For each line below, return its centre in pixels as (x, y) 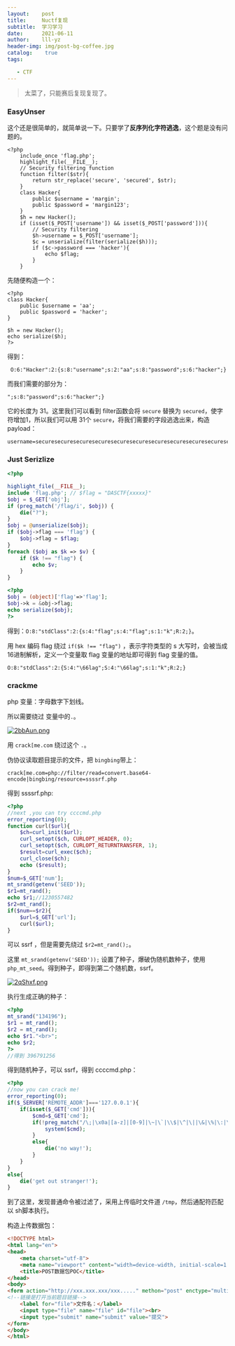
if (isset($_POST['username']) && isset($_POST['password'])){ (114, 223)
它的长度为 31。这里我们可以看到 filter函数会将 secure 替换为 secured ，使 (112, 410)
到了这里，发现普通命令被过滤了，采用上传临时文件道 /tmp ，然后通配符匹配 (115, 1202)
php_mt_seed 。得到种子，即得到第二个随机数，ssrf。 (82, 968)
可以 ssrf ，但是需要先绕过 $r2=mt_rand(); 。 (71, 945)
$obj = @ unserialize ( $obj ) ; (48, 526)
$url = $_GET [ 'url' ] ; (48, 917)
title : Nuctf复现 (38, 20)
